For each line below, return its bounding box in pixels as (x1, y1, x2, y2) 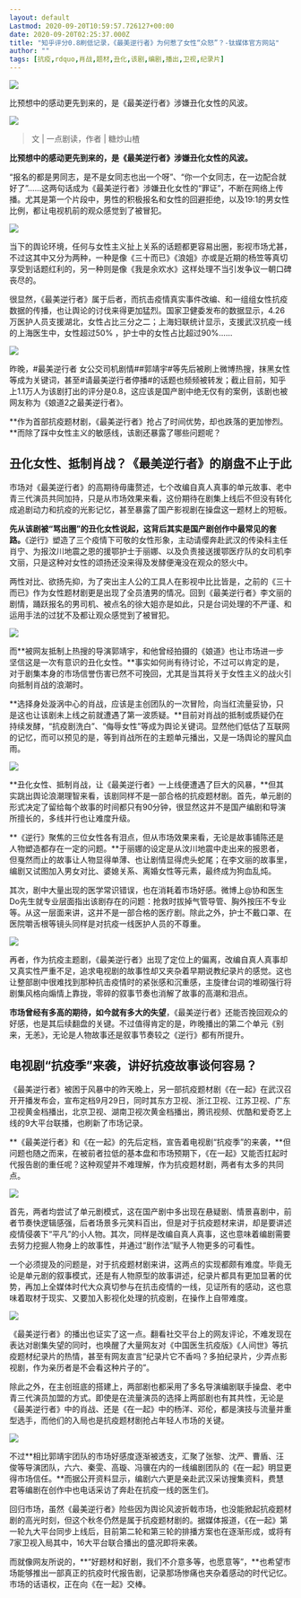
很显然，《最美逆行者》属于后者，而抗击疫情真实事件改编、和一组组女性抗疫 (9, 294, 288, 304)
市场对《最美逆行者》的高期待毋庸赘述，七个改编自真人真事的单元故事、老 (9, 481, 284, 492)
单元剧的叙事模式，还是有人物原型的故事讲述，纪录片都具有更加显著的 (24, 1269, 284, 1280)
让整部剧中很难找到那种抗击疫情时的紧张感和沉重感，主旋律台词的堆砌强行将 (9, 976, 292, 988)
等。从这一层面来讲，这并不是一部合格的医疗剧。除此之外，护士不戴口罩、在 (9, 907, 292, 918)
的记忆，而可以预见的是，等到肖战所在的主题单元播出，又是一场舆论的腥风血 (9, 732, 292, 742)
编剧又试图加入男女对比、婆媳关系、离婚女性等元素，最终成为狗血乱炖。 (9, 865, 276, 876)
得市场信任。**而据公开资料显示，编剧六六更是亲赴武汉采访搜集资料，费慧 (9, 1473, 285, 1484)
